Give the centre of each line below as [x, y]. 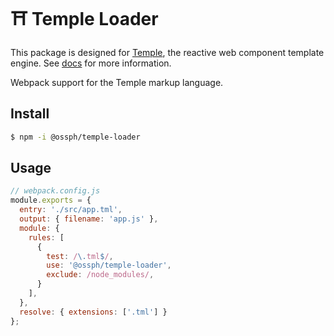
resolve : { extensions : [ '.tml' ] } [93, 312]
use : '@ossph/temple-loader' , [109, 265]
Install [30, 114]
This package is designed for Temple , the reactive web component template [167, 52]
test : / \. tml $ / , [80, 256]
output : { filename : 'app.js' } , [89, 219]
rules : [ [46, 237]
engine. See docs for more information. [91, 63]
